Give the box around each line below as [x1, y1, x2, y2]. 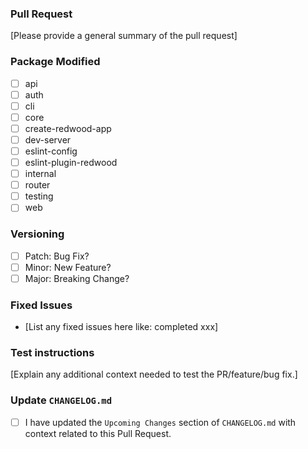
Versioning [10, 227, 65, 241]
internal [24, 168, 57, 180]
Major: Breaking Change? [24, 272, 130, 284]
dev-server [24, 133, 72, 146]
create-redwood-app [24, 122, 112, 134]
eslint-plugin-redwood [24, 157, 118, 169]
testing [24, 190, 54, 202]
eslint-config [24, 145, 78, 157]
